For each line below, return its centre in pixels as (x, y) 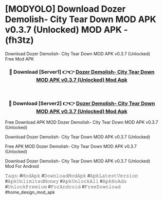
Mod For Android (22, 166)
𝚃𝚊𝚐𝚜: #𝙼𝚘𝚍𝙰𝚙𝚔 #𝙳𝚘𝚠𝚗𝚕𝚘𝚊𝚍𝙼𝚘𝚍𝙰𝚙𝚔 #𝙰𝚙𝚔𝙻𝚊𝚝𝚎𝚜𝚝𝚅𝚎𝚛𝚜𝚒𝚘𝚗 (72, 176)
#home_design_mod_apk (30, 192)
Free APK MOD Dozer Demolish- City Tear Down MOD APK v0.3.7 (71, 146)
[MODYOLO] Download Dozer (65, 9)
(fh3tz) (19, 40)
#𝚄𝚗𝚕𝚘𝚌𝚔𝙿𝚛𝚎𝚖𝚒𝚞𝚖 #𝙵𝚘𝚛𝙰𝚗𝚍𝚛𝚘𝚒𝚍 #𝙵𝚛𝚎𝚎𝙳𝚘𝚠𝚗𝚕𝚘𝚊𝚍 (63, 186)
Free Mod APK (19, 59)
